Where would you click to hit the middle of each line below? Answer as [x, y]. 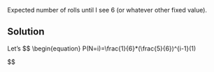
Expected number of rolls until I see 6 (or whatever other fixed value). [107, 10]
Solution [26, 31]
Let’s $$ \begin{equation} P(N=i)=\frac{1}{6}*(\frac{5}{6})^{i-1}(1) [102, 48]
